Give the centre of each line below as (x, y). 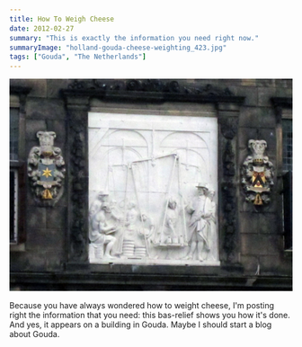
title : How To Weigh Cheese (62, 19)
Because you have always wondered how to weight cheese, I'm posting (142, 306)
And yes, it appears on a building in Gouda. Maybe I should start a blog (141, 325)
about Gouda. (35, 334)
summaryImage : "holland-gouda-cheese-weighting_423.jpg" (118, 48)
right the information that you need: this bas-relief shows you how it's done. (150, 316)
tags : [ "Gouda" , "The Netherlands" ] (78, 57)
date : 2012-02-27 (42, 28)
